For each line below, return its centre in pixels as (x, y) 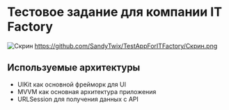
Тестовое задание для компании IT (115, 12)
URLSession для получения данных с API (78, 99)
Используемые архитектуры (74, 67)
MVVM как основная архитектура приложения (87, 91)
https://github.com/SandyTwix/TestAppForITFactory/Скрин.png (126, 46)
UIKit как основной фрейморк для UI (72, 84)
